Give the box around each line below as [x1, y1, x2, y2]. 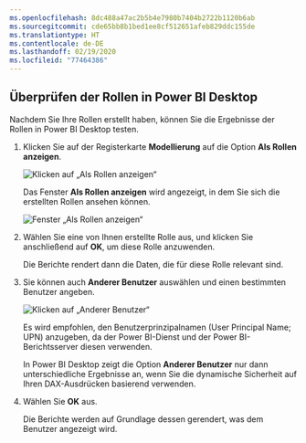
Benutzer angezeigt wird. [22, 423, 118, 434]
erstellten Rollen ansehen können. [22, 195, 151, 206]
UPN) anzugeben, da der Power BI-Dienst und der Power [22, 331, 237, 343]
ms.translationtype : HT [9, 30, 100, 39]
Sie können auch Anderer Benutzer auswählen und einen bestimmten [22, 276, 286, 288]
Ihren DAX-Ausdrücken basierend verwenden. [22, 378, 196, 389]
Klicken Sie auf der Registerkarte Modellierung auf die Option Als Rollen [22, 141, 297, 152]
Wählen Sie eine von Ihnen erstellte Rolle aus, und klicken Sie [22, 231, 254, 242]
